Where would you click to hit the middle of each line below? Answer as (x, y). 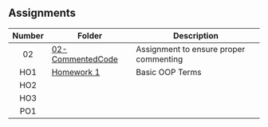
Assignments (42, 13)
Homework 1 (76, 72)
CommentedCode (85, 59)
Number (28, 35)
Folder (90, 35)
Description (196, 35)
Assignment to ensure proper (190, 49)
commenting (159, 59)
